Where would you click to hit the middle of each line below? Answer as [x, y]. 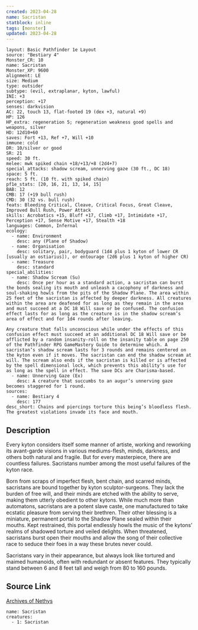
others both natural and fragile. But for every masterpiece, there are [89, 457]
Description [28, 430]
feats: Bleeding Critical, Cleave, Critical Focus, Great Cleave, [90, 205]
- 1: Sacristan [30, 622]
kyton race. [20, 469]
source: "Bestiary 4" [33, 55]
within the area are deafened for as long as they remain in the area [95, 303]
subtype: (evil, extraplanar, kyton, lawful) [63, 91]
